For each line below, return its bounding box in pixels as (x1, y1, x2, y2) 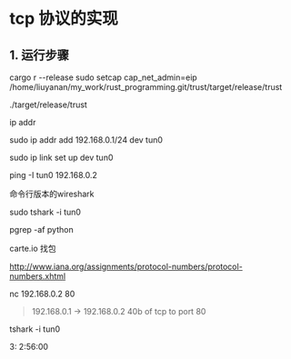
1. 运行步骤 (9, 47, 70, 63)
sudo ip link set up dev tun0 (9, 152, 114, 163)
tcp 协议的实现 (9, 8, 118, 29)
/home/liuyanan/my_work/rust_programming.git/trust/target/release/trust (9, 82, 283, 92)
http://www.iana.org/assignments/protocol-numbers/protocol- (9, 261, 243, 272)
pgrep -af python (9, 224, 75, 234)
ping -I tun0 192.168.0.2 (9, 170, 97, 180)
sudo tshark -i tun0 (9, 206, 82, 217)
